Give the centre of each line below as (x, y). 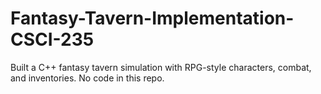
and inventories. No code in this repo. (87, 78)
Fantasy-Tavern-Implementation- (152, 18)
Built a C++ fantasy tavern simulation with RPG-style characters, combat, (161, 67)
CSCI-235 (52, 39)
